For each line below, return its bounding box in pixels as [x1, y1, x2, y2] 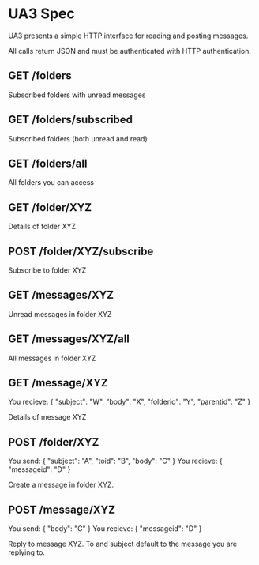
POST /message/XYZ [8, 503, 116, 516]
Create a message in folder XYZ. [8, 480, 114, 490]
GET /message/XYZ [8, 376, 108, 390]
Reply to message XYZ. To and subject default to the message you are [8, 539, 238, 549]
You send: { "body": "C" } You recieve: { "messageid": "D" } [8, 524, 202, 533]
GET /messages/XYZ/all [8, 333, 130, 346]
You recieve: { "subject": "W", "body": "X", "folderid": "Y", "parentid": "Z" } [8, 397, 251, 407]
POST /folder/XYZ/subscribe [8, 244, 154, 258]
